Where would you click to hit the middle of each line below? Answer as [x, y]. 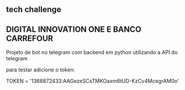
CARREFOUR [30, 38]
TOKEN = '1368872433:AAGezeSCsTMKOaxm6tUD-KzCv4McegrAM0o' [92, 81]
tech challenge [34, 10]
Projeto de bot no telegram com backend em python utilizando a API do [92, 52]
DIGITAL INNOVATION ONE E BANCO [74, 29]
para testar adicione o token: [41, 70]
